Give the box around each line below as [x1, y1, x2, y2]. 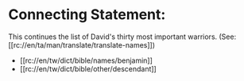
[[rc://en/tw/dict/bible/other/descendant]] [19, 64, 157, 73]
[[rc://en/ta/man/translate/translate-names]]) [8, 40, 156, 49]
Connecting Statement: [8, 6, 166, 24]
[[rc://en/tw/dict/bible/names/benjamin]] [19, 56, 153, 65]
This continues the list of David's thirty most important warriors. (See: [8, 32, 237, 41]
